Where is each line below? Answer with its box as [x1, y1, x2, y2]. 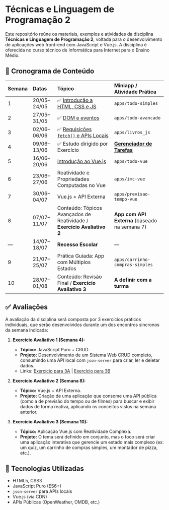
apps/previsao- [114, 191, 150, 197]
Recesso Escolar [57, 241, 98, 248]
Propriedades [57, 175, 90, 182]
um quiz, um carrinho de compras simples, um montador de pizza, [20, 444, 158, 451]
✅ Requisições [57, 125, 92, 133]
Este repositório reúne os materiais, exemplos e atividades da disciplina [5, 31, 153, 37]
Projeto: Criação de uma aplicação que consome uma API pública [20, 393, 157, 399]
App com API [114, 211, 146, 218]
